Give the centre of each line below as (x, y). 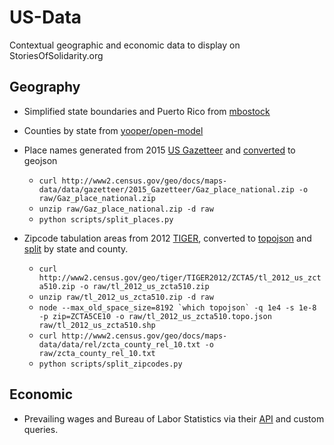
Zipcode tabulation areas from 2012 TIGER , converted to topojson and (167, 238)
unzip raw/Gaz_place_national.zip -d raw (126, 209)
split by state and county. (76, 248)
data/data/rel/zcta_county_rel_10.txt (119, 344)
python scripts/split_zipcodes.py (110, 364)
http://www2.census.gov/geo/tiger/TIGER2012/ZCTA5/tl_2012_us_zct (180, 277)
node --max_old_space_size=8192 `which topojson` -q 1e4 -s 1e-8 (177, 307)
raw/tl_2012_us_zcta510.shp (97, 325)
